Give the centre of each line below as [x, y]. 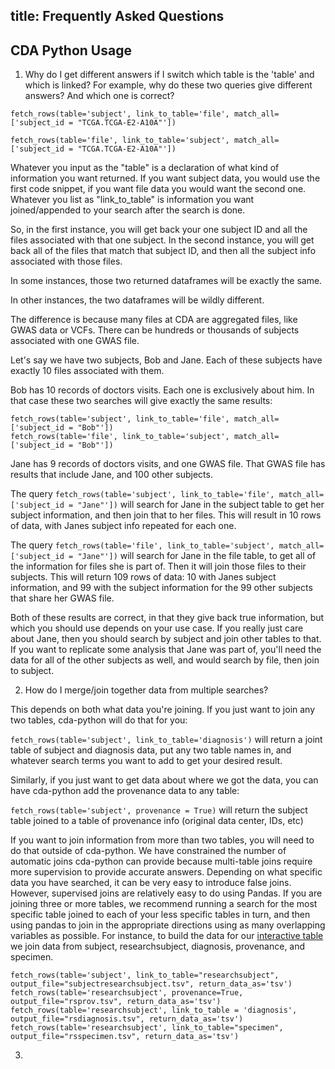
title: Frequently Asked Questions [117, 16]
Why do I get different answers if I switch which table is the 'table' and [169, 75]
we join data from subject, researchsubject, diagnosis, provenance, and [158, 946]
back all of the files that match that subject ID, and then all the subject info [163, 251]
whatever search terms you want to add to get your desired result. [146, 761]
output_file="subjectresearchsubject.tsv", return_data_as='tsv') [151, 984]
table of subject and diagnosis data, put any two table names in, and [151, 750]
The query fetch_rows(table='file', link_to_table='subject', [142, 545]
